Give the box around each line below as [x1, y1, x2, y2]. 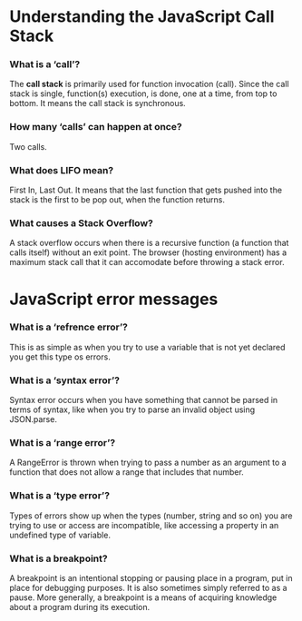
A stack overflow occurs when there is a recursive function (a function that [9, 238, 289, 249]
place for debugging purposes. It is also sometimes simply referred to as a [9, 583, 287, 594]
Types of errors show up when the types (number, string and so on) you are [9, 510, 293, 521]
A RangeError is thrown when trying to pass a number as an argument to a [9, 457, 287, 468]
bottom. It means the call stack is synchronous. [9, 98, 186, 109]
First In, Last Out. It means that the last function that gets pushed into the [9, 184, 283, 196]
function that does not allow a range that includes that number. [9, 467, 245, 478]
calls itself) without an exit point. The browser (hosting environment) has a [9, 247, 287, 258]
